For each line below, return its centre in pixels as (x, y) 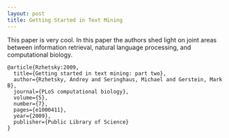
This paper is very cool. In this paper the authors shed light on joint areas (112, 40)
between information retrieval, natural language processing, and (99, 47)
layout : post (26, 14)
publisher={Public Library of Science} (71, 122)
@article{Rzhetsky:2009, (43, 67)
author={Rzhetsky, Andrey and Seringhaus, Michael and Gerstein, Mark (118, 79)
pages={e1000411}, (40, 110)
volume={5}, (31, 98)
